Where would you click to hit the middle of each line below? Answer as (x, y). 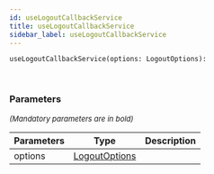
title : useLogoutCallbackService (72, 26)
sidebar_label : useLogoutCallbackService (88, 34)
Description (170, 141)
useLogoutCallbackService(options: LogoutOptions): (108, 60)
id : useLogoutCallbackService (66, 18)
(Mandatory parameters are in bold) (71, 119)
